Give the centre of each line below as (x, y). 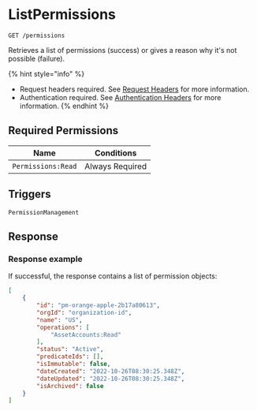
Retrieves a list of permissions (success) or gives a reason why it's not (123, 50)
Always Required (115, 166)
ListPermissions (62, 15)
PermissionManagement (44, 212)
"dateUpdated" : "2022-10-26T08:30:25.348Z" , (111, 379)
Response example (45, 259)
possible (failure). (37, 58)
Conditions (115, 153)
